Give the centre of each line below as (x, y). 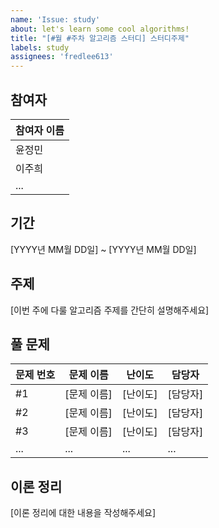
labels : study (40, 47)
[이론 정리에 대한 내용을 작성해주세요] (83, 513)
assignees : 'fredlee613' (62, 57)
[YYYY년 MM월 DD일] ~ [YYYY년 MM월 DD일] (103, 249)
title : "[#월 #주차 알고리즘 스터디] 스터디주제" (100, 38)
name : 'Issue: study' (55, 19)
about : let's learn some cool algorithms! (100, 29)
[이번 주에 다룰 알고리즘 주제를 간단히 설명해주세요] (110, 310)
